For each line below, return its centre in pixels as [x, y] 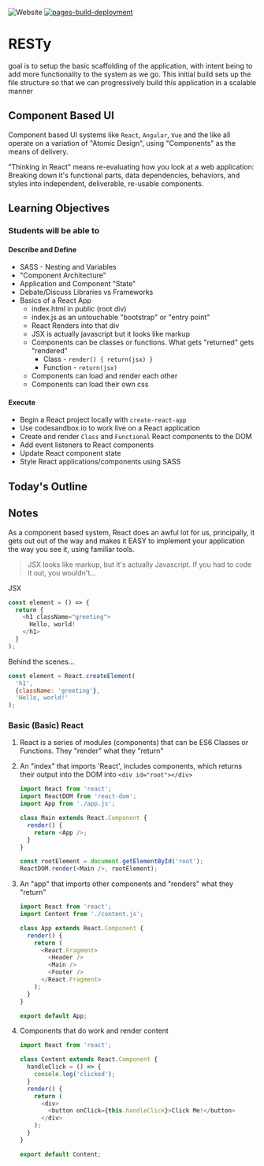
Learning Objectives [59, 209]
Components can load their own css [90, 384]
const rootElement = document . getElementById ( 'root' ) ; [112, 862]
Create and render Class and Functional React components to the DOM [136, 437]
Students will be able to [54, 231]
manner [21, 91]
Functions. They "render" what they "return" [91, 751]
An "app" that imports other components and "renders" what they [126, 884]
